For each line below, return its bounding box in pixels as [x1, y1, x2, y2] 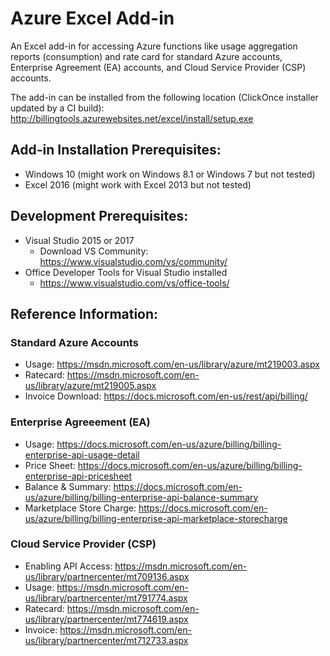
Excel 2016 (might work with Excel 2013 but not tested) [24, 178, 252, 191]
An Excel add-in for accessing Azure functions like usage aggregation [10, 40, 298, 52]
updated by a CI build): [10, 102, 105, 114]
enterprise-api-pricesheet [24, 470, 133, 482]
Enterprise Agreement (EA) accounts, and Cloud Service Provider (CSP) [10, 61, 307, 73]
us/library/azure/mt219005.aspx [24, 380, 157, 392]
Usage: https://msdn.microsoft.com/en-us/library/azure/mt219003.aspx [24, 358, 320, 371]
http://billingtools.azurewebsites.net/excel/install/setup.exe [10, 112, 254, 124]
